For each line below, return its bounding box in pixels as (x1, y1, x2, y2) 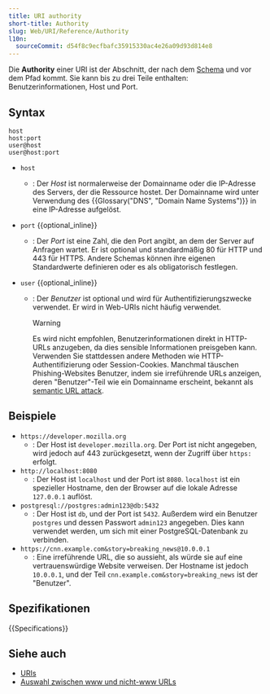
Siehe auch (8, 647, 67, 661)
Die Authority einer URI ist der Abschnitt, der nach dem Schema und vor (8, 64, 252, 74)
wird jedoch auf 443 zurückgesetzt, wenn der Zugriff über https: (32, 448, 252, 458)
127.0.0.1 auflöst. (32, 491, 94, 501)
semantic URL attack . (32, 385, 104, 395)
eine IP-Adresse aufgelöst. (32, 204, 122, 214)
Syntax (8, 105, 46, 119)
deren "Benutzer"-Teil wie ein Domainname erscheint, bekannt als (32, 376, 254, 387)
